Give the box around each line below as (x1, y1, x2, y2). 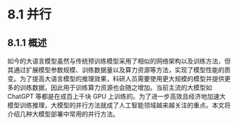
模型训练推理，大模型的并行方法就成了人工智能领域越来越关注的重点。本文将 (7, 101, 231, 109)
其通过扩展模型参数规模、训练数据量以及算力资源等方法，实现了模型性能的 (7, 66, 225, 74)
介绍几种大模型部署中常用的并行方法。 (7, 110, 119, 118)
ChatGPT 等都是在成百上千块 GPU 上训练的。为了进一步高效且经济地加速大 (7, 93, 226, 100)
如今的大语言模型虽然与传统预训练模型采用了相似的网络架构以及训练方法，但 (7, 57, 231, 65)
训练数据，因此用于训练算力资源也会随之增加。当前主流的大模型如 (19, 83, 212, 92)
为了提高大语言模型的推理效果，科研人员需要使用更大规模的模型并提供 (19, 75, 225, 83)
